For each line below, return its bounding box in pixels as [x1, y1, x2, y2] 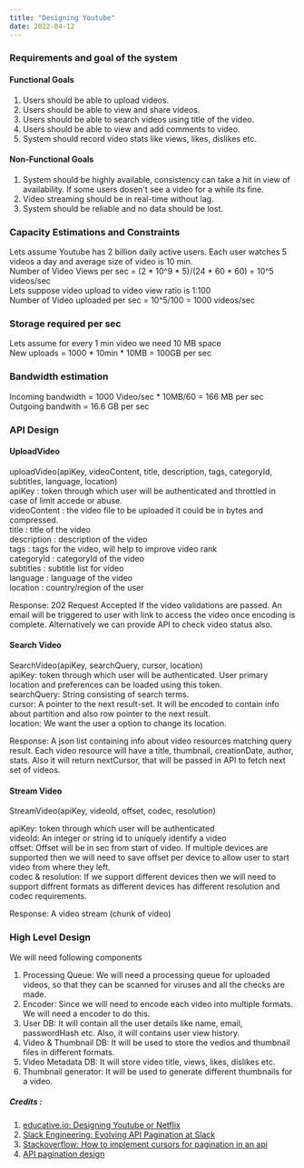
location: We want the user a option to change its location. [9, 718, 227, 729]
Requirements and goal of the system [9, 52, 179, 65]
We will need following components [9, 952, 142, 963]
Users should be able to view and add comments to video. [22, 124, 240, 135]
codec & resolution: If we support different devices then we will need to [9, 872, 277, 883]
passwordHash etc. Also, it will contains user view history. [22, 1027, 240, 1038]
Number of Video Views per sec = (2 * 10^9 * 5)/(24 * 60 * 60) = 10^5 [9, 265, 274, 277]
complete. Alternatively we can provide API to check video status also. [9, 619, 273, 630]
